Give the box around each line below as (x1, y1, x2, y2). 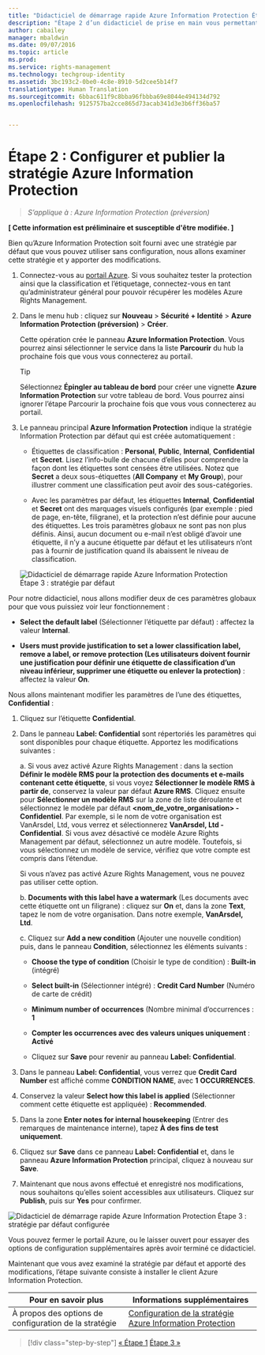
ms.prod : (8, 56, 37, 64)
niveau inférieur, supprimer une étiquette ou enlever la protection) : (19, 666, 246, 676)
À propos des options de (12, 1308, 103, 1319)
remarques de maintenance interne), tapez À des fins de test (19, 1123, 219, 1133)
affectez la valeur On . (19, 674, 90, 685)
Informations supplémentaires (132, 1295, 249, 1306)
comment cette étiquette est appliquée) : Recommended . (19, 1099, 207, 1109)
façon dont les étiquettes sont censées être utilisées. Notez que (31, 464, 239, 473)
